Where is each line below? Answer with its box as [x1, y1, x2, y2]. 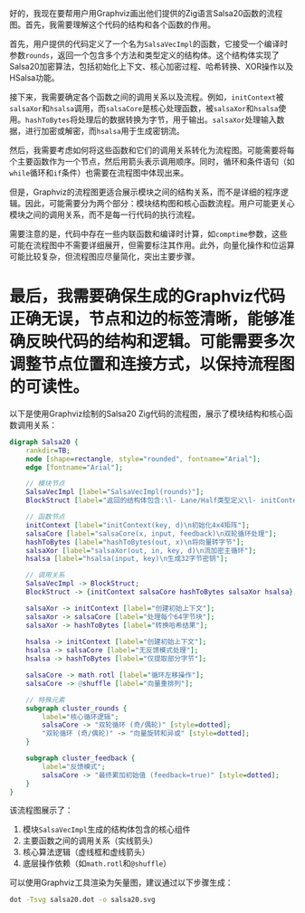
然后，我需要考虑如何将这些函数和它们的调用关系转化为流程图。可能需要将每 [9, 145, 295, 156]
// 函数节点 [25, 512, 65, 522]
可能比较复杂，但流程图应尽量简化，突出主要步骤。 [9, 252, 200, 262]
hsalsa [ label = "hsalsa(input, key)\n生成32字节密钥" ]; [25, 555, 229, 564]
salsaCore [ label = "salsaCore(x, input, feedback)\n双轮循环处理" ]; [25, 528, 278, 538]
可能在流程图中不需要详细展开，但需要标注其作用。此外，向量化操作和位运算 [9, 240, 295, 251]
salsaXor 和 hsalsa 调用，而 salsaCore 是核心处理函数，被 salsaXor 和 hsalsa [9, 103, 279, 113]
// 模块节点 [25, 479, 65, 489]
